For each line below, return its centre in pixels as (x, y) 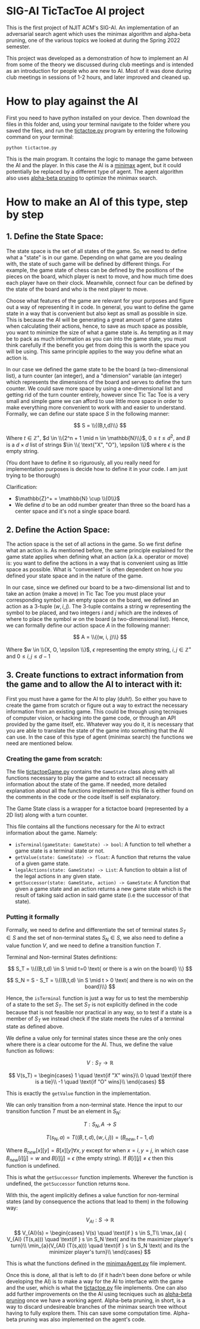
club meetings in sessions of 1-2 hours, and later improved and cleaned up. (98, 77)
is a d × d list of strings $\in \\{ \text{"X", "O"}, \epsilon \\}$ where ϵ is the (96, 444)
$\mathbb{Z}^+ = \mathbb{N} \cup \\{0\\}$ (67, 498)
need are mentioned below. (40, 743)
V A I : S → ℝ (100, 1221)
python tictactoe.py (32, 147)
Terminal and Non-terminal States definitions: (62, 957)
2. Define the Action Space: (58, 530)
